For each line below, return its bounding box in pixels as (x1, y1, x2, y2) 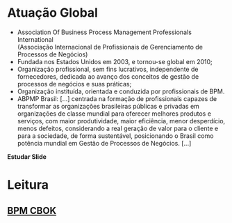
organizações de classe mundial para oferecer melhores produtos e (17, 109, 212, 118)
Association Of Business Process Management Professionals (17, 28, 192, 36)
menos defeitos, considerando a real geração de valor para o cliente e (17, 124, 219, 132)
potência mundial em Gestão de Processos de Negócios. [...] (17, 139, 192, 147)
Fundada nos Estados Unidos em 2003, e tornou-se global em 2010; (17, 57, 213, 66)
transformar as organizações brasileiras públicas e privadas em (17, 102, 200, 110)
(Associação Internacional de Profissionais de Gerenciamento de (17, 43, 204, 51)
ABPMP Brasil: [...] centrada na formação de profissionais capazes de (17, 94, 217, 102)
